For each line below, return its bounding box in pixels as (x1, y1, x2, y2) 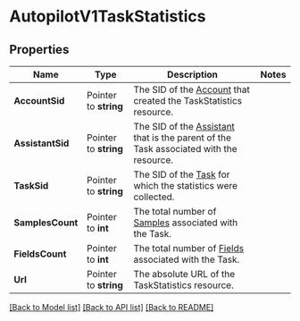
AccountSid (13, 95, 65, 106)
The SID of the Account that (133, 83, 250, 96)
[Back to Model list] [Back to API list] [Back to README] (9, 302, 214, 312)
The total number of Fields (133, 242, 244, 254)
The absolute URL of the (133, 268, 236, 280)
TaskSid (13, 180, 49, 191)
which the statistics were (133, 180, 238, 191)
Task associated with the (133, 143, 238, 155)
